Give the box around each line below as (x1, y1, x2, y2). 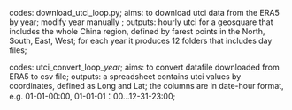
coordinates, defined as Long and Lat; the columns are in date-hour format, (9, 81, 285, 91)
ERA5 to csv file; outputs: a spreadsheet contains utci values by (9, 71, 242, 82)
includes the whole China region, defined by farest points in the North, (9, 26, 265, 36)
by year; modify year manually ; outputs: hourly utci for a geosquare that (9, 17, 273, 27)
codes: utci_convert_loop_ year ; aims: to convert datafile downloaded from (9, 62, 280, 72)
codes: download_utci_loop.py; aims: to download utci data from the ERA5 (9, 8, 280, 18)
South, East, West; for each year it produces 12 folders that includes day (9, 35, 273, 46)
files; (9, 45, 27, 55)
